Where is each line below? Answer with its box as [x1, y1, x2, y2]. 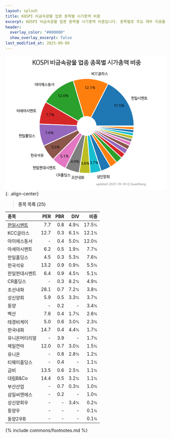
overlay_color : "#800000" [10, 30, 66, 35]
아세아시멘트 [7, 246, 33, 252]
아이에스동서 [7, 238, 33, 244]
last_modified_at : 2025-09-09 [5, 41, 70, 46]
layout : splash [5, 8, 38, 13]
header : [5, 25, 22, 30]
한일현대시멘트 [7, 270, 37, 276]
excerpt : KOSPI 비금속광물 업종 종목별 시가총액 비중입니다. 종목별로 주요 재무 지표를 [5, 19, 166, 24]
